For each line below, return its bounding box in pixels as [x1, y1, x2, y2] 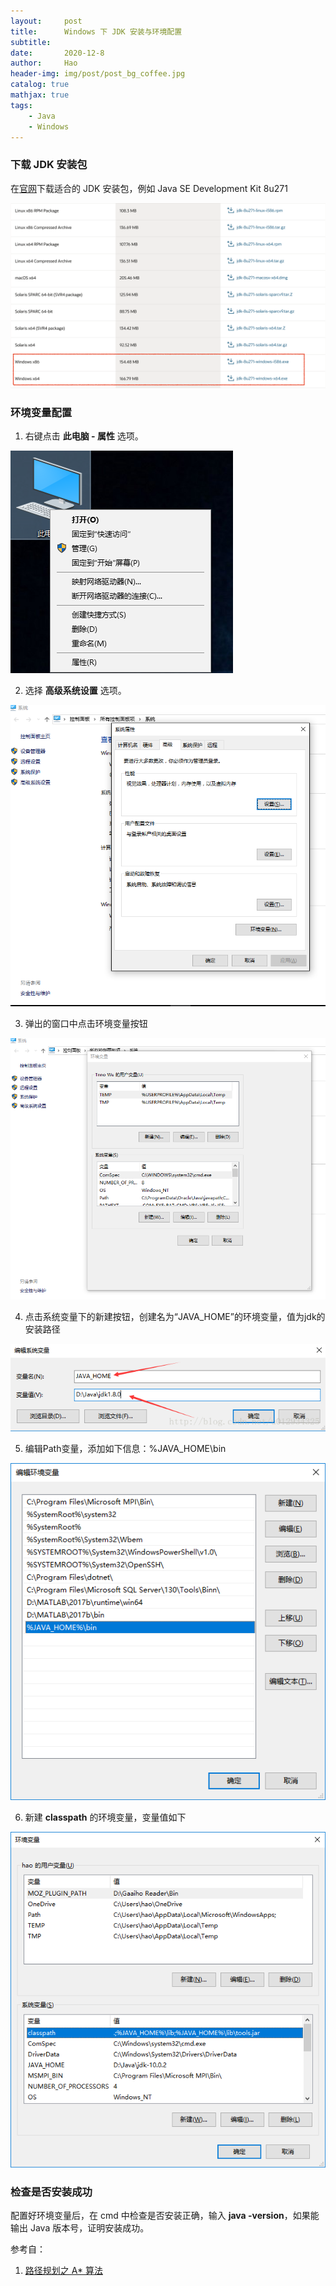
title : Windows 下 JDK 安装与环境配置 [10, 26, 183, 37]
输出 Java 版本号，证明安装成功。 [10, 2222, 150, 2234]
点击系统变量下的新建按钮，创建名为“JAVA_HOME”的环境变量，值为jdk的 [24, 1310, 326, 1322]
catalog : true [10, 80, 70, 90]
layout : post [10, 16, 83, 26]
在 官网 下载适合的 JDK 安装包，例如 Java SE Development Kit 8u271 [10, 182, 288, 194]
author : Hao [10, 58, 78, 69]
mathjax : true [10, 90, 70, 100]
